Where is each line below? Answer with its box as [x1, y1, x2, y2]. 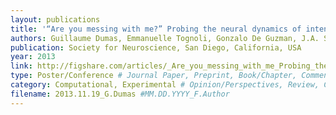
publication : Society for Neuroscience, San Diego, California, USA [10, 42, 302, 53]
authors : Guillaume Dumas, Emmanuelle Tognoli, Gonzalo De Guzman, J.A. [10, 33, 320, 43]
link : [10, 61, 33, 71]
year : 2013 [10, 52, 56, 62]
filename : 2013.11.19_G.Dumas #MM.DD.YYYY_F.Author [10, 89, 230, 99]
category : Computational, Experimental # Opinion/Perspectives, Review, [10, 80, 320, 90]
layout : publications [10, 14, 101, 25]
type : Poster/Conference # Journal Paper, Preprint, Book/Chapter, [10, 71, 298, 81]
